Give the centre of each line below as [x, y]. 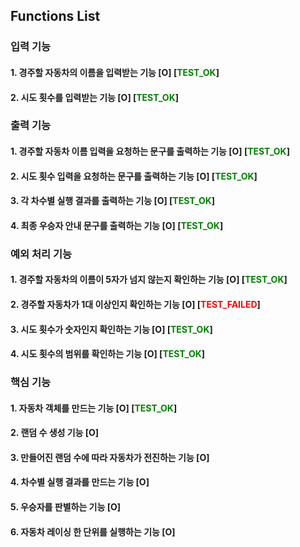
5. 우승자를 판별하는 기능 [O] [66, 506]
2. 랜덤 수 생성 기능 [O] [55, 433]
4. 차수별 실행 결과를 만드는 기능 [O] [80, 482]
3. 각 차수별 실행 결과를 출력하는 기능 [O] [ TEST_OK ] [113, 201]
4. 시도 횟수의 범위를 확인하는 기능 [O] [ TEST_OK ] [108, 354]
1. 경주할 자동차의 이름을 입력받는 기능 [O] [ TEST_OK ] [115, 72]
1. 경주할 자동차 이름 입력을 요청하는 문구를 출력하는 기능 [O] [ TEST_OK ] [150, 151]
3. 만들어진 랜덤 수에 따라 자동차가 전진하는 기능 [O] [110, 457]
